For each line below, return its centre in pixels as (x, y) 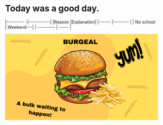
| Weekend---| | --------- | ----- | (38, 27)
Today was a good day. (52, 9)
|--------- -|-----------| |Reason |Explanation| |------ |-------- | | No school (80, 22)
